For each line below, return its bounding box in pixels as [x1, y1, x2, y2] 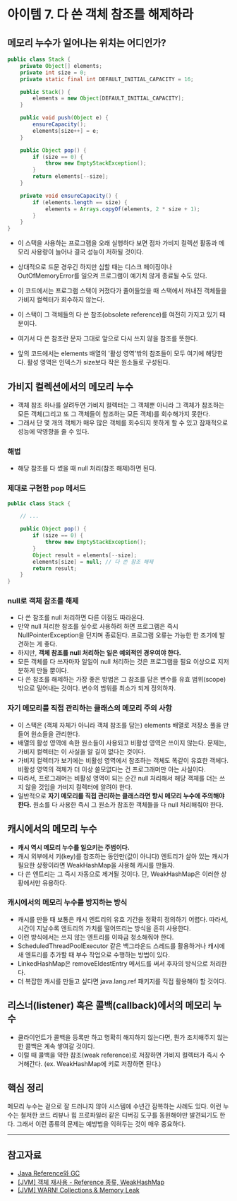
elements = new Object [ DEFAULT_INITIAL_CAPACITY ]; [32, 95, 185, 102]
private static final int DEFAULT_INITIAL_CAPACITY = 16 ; [20, 76, 194, 83]
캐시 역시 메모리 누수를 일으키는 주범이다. [17, 843, 130, 851]
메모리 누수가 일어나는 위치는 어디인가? [7, 37, 167, 49]
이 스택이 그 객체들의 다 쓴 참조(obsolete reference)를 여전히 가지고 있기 [17, 310, 219, 319]
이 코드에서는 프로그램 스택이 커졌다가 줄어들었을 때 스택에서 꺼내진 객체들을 [17, 287, 227, 295]
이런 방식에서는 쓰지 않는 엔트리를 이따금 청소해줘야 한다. [17, 933, 174, 941]
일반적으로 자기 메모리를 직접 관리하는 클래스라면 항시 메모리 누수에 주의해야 [17, 791, 225, 800]
